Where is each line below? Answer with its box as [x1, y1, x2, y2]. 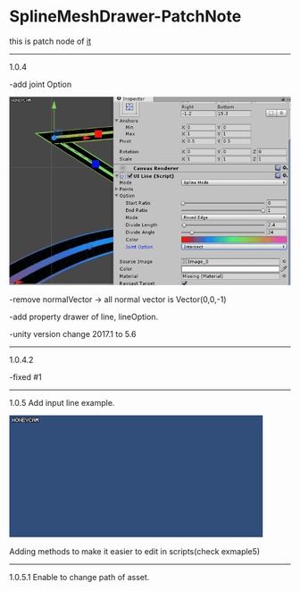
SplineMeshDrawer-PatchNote [9, 6, 242, 27]
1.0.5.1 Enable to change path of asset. [9, 572, 150, 583]
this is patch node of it [9, 36, 92, 46]
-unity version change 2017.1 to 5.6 [9, 329, 137, 340]
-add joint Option [9, 79, 72, 89]
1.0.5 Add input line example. [9, 398, 115, 409]
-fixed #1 [9, 372, 42, 383]
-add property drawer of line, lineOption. [9, 311, 159, 323]
